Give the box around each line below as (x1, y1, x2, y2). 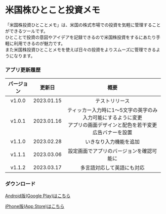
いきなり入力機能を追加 (85, 138, 140, 145)
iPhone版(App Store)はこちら (5, 203, 65, 209)
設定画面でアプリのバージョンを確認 (68, 148, 152, 155)
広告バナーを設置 (92, 129, 132, 136)
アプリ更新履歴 (5, 66, 41, 73)
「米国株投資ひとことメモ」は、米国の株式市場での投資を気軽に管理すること (5, 22, 161, 28)
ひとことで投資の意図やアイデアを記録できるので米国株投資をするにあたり (5, 34, 157, 40)
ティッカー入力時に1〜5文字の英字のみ (67, 107, 158, 114)
